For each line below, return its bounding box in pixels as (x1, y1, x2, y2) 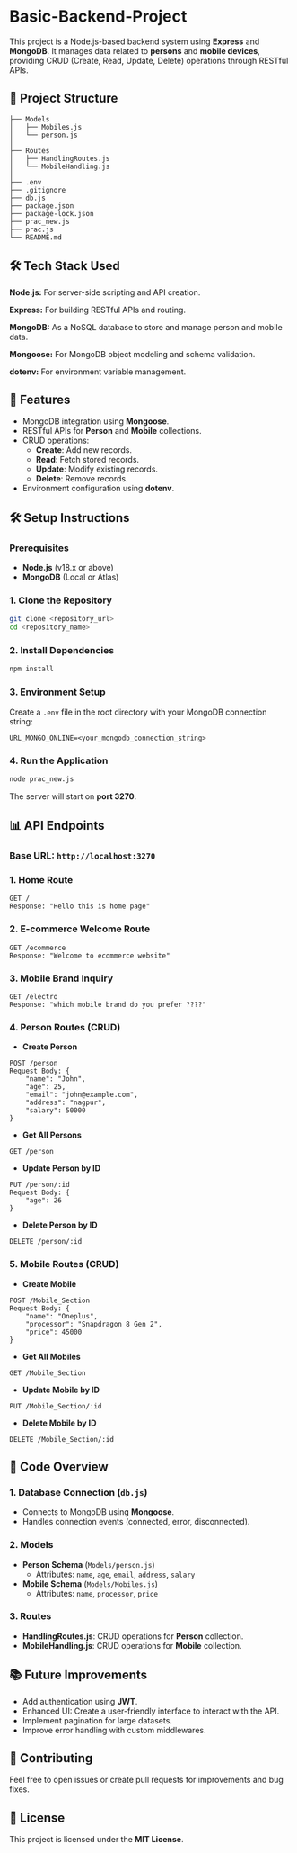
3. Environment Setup (9, 686, 106, 698)
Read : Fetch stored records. (35, 454, 140, 465)
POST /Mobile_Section (9, 1296, 91, 1305)
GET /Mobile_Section (9, 1368, 87, 1378)
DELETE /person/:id (9, 1237, 83, 1246)
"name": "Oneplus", (25, 1311, 99, 1320)
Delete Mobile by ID (22, 1417, 97, 1428)
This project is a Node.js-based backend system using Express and (9, 36, 260, 47)
